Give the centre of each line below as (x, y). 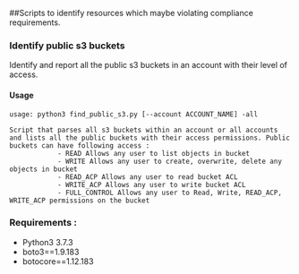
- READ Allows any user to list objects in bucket (154, 153)
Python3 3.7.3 (47, 242)
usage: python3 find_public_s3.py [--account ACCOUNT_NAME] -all (133, 114)
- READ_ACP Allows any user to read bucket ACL (148, 177)
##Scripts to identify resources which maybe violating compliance (131, 13)
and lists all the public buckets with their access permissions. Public (150, 138)
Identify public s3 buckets (67, 46)
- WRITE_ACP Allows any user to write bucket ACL (151, 184)
